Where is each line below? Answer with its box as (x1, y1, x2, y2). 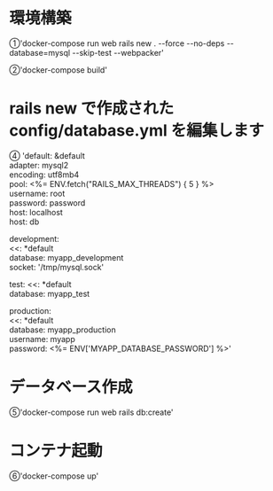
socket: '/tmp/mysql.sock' (9, 261, 105, 272)
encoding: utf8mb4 (9, 169, 80, 180)
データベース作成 (9, 378, 133, 397)
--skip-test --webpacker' (72, 47, 164, 58)
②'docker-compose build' (9, 64, 108, 75)
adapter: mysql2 (9, 160, 69, 170)
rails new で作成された (9, 98, 175, 119)
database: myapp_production (9, 324, 117, 335)
